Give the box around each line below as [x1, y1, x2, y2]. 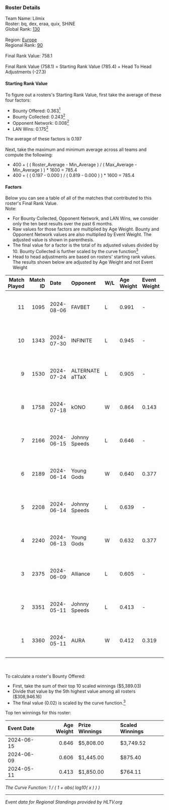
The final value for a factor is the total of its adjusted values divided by [12, 242, 158, 248]
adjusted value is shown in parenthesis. [12, 237, 95, 243]
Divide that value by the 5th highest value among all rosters [12, 688, 136, 694]
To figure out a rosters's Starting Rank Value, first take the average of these [5, 92, 162, 98]
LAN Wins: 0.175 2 [12, 125, 49, 132]
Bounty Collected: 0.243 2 [12, 113, 65, 120]
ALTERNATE [71, 367, 100, 374]
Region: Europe [5, 37, 37, 43]
